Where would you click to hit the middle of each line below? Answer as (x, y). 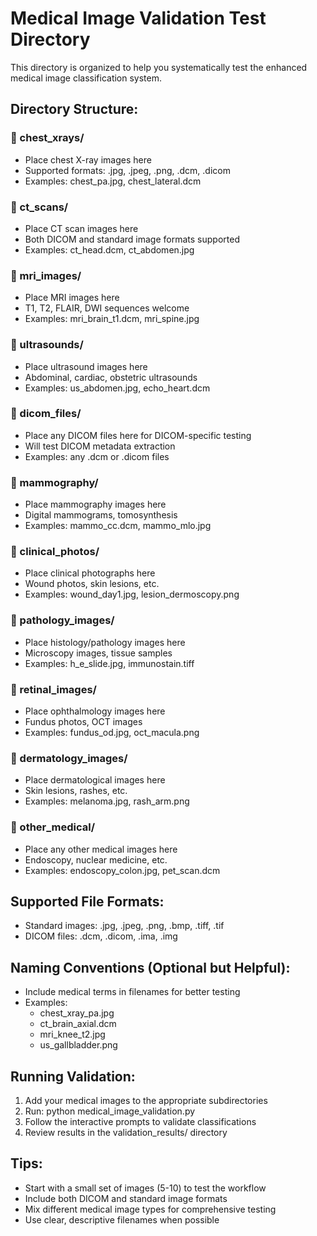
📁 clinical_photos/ (55, 552)
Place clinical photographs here (90, 573)
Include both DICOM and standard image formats (126, 1198)
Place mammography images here (95, 504)
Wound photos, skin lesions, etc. (92, 584)
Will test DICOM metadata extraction (100, 446)
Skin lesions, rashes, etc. (76, 791)
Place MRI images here (72, 298)
